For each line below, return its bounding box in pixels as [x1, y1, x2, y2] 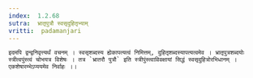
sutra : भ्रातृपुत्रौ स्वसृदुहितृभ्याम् [8, 19, 88, 27]
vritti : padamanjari [8, 27, 82, 35]
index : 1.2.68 [8, 11, 60, 20]
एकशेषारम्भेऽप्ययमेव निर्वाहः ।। [8, 63, 78, 71]
